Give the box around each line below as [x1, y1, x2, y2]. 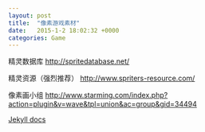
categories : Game [8, 33, 66, 42]
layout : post [8, 11, 52, 20]
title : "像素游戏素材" [8, 19, 80, 27]
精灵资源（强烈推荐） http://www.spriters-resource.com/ [8, 73, 195, 83]
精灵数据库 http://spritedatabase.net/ [8, 56, 130, 66]
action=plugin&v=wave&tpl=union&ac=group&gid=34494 [8, 99, 197, 109]
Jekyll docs [8, 115, 46, 124]
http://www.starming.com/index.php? [45, 91, 168, 100]
